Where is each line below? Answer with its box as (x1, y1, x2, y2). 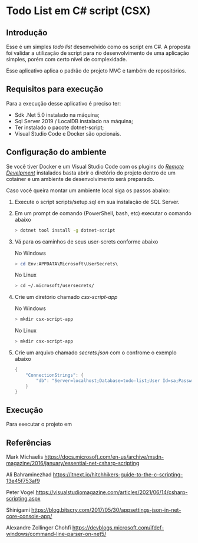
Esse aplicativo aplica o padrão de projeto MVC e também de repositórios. (6, 67, 187, 74)
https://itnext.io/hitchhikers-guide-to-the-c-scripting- (52, 471, 183, 478)
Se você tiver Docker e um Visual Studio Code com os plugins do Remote (6, 163, 184, 170)
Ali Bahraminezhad (6, 471, 52, 478)
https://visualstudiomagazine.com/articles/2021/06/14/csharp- (35, 489, 188, 496)
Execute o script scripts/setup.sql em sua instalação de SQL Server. (14, 198, 180, 205)
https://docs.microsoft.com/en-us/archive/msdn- (44, 453, 164, 460)
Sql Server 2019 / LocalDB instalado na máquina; (14, 117, 134, 124)
